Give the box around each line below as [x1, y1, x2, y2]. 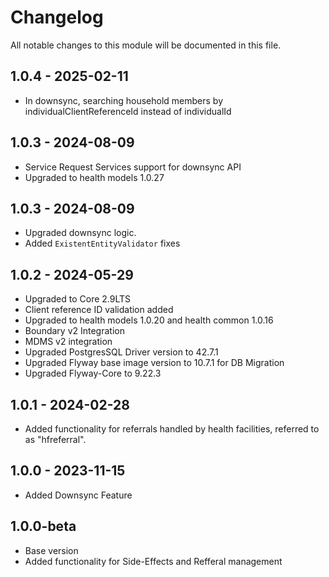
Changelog [10, 6, 104, 29]
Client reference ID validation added [24, 304, 174, 316]
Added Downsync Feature [24, 489, 133, 501]
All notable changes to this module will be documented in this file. [10, 39, 282, 51]
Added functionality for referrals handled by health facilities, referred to [24, 423, 320, 435]
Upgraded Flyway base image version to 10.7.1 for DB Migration [24, 357, 285, 369]
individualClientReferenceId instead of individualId [24, 105, 232, 117]
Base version [24, 544, 79, 556]
